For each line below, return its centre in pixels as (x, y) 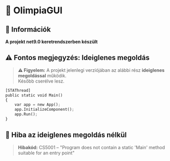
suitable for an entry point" (46, 153)
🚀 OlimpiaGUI (34, 11)
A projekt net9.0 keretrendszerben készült (52, 42)
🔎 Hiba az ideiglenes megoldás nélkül (66, 135)
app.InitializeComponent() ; (44, 110)
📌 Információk (28, 29)
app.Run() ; (26, 114)
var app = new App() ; (37, 105)
